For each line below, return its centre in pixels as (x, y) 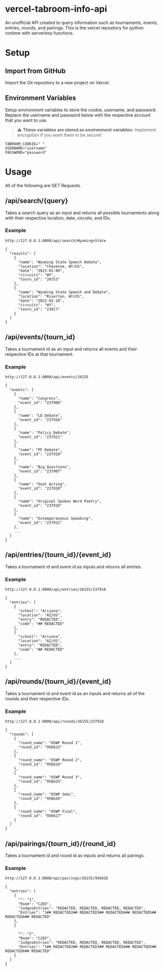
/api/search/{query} (37, 201)
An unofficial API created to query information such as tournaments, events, (82, 23)
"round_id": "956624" (40, 765)
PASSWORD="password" (26, 152)
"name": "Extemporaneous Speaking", (55, 518)
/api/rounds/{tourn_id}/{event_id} (58, 682)
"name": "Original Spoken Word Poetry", (60, 501)
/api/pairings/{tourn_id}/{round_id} (61, 844)
